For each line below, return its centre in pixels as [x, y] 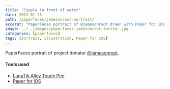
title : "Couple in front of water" [43, 10]
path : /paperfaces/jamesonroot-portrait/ [50, 19]
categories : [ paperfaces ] [33, 34]
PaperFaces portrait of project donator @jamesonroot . [62, 53]
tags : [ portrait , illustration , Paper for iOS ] [57, 39]
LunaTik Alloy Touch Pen [38, 76]
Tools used [17, 65]
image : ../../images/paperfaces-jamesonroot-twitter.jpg [67, 29]
